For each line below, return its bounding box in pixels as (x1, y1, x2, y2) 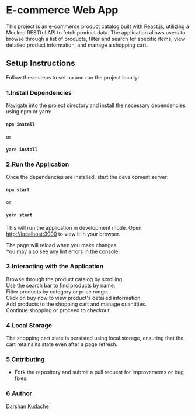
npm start (6, 186, 30, 193)
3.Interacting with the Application (6, 262, 104, 271)
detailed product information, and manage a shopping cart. (6, 41, 148, 49)
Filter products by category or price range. (6, 288, 109, 295)
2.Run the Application (6, 160, 69, 168)
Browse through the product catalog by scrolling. (6, 275, 124, 282)
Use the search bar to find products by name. (6, 282, 116, 289)
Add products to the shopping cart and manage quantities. (6, 300, 147, 307)
